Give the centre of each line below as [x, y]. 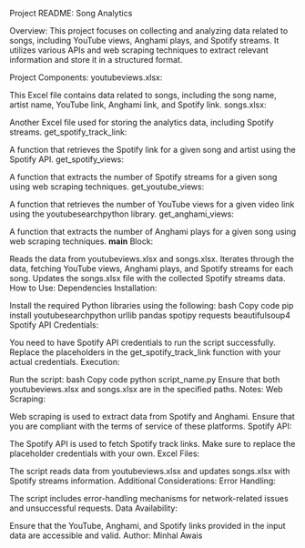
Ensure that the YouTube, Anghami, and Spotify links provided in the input [147, 526]
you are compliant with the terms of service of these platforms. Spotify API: [151, 426]
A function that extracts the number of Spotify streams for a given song [143, 177]
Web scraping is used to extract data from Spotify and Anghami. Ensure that [152, 416]
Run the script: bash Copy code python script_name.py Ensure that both [145, 380]
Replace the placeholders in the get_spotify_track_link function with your [145, 352]
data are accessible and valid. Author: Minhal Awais [106, 535]
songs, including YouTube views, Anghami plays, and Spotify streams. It [144, 41]
